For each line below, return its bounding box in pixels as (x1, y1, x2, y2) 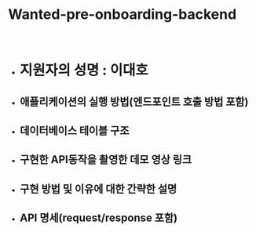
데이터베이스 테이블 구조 (19, 124, 130, 137)
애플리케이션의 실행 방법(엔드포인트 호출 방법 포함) (19, 95, 249, 108)
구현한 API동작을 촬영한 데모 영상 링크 (19, 153, 192, 166)
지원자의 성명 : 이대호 (19, 61, 148, 79)
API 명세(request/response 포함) (19, 212, 178, 225)
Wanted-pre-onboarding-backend (8, 5, 237, 24)
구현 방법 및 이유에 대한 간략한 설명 (19, 182, 177, 195)
